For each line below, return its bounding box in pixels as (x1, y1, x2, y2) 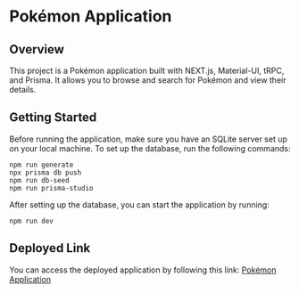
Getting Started (9, 110, 97, 126)
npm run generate (9, 160, 74, 169)
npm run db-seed (9, 175, 70, 184)
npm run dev (9, 216, 54, 225)
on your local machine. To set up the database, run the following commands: (9, 142, 292, 153)
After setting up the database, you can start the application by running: (9, 199, 270, 210)
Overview (9, 42, 65, 57)
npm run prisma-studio (9, 183, 94, 192)
